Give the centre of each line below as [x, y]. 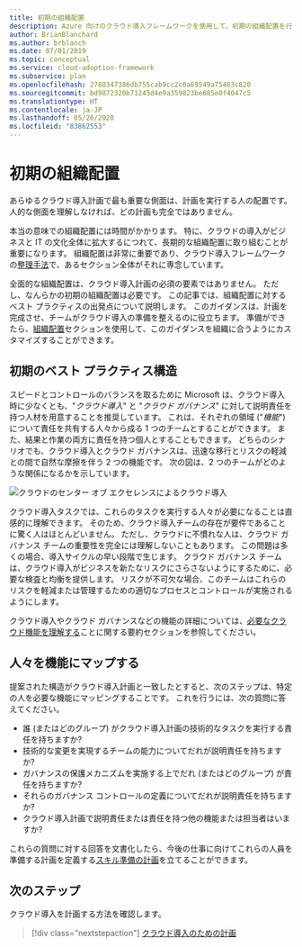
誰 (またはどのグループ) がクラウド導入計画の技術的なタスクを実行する [153, 728]
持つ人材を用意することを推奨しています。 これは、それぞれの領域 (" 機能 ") [147, 417]
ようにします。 [37, 601]
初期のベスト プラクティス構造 [93, 371]
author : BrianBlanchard [54, 34]
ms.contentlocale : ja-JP [56, 110]
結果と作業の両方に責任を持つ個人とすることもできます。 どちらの [147, 439]
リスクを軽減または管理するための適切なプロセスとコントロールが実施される [151, 590]
